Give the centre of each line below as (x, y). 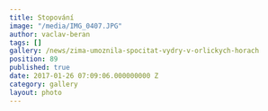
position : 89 (34, 59)
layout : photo (36, 92)
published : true (40, 68)
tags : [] (26, 43)
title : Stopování (42, 17)
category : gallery (44, 84)
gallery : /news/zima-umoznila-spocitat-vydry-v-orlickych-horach (134, 51)
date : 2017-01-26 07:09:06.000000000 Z (84, 76)
